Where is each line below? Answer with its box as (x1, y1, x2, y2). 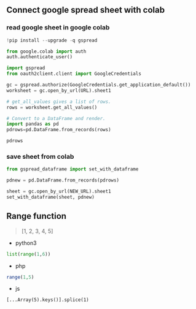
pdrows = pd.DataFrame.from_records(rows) (6, 127, 112, 133)
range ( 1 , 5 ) (6, 274, 34, 280)
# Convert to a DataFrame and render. (6, 115, 106, 121)
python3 (15, 239, 37, 246)
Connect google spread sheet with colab (6, 5, 165, 15)
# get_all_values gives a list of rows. (6, 98, 112, 105)
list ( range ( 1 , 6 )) (6, 251, 51, 257)
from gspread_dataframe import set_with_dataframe (6, 166, 139, 172)
